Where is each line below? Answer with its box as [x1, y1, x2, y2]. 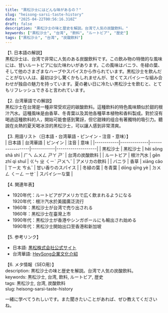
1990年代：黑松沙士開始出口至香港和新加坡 [12, 223, 101, 229]
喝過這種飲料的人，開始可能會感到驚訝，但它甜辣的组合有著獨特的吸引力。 [5, 116, 158, 122]
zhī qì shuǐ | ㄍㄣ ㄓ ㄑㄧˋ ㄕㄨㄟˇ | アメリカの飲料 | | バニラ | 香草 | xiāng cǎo [5, 158, 163, 164]
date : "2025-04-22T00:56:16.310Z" [5, 16, 77, 21]
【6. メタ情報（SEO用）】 [5, 261, 56, 267]
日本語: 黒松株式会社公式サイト [12, 244, 76, 250]
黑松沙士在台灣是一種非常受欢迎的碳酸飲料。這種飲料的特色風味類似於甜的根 [5, 103, 163, 110]
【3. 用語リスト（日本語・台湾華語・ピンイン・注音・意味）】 [5, 133, 131, 139]
